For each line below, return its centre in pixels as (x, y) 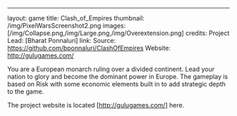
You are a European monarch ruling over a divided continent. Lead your (111, 69)
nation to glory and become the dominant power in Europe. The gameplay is (117, 77)
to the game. (26, 91)
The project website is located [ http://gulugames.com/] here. (96, 105)
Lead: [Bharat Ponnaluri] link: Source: (62, 40)
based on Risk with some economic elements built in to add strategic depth (116, 84)
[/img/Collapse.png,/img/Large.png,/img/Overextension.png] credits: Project (119, 33)
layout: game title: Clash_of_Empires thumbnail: (76, 18)
